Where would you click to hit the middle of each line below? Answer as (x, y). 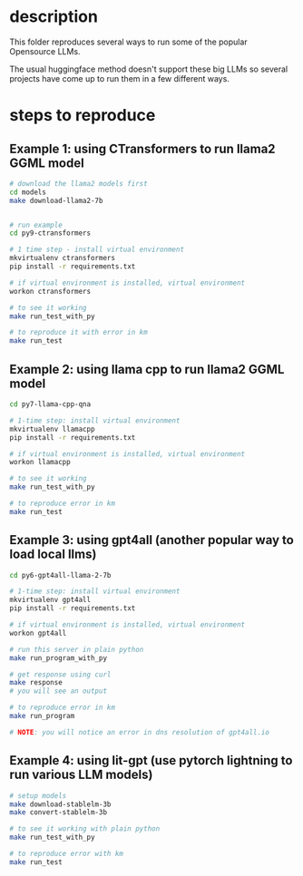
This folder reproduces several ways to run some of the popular (128, 42)
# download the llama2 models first (78, 183)
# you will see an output (58, 691)
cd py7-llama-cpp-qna (50, 404)
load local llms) (53, 555)
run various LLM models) (81, 775)
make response (36, 683)
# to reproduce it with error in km (78, 333)
